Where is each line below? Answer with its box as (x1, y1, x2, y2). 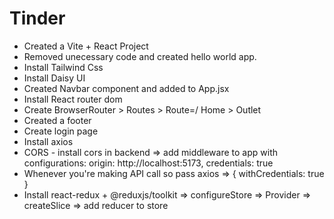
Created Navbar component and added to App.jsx (23, 82, 230, 94)
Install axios (23, 135, 74, 147)
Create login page (23, 125, 99, 137)
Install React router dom (23, 93, 123, 105)
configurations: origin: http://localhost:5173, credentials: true (23, 157, 274, 169)
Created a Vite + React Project (23, 40, 149, 52)
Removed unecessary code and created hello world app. (23, 50, 257, 62)
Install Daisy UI (23, 72, 86, 84)
